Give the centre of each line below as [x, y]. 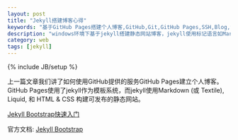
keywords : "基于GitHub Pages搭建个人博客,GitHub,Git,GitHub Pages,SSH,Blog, [119, 27]
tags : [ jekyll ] [30, 47]
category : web [28, 40]
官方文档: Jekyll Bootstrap [45, 129]
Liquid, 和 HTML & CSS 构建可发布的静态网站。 [76, 99]
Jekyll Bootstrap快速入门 [44, 114]
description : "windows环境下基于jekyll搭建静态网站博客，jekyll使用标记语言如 [115, 34]
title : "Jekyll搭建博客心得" [47, 21]
